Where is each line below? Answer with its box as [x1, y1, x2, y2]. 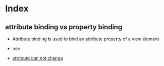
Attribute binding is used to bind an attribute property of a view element [12, 36, 160, 42]
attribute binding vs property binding [5, 23, 123, 31]
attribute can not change [12, 55, 63, 61]
